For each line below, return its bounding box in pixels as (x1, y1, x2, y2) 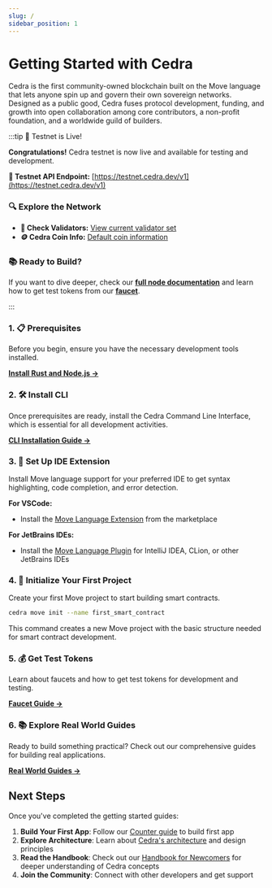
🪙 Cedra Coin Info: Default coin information (19, 232, 169, 242)
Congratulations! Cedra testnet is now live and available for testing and (8, 147, 248, 157)
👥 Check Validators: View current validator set (19, 223, 177, 233)
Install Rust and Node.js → (8, 368, 99, 378)
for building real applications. (8, 750, 106, 760)
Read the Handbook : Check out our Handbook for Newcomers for (19, 852, 242, 862)
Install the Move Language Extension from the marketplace (19, 514, 218, 524)
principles (19, 843, 54, 854)
